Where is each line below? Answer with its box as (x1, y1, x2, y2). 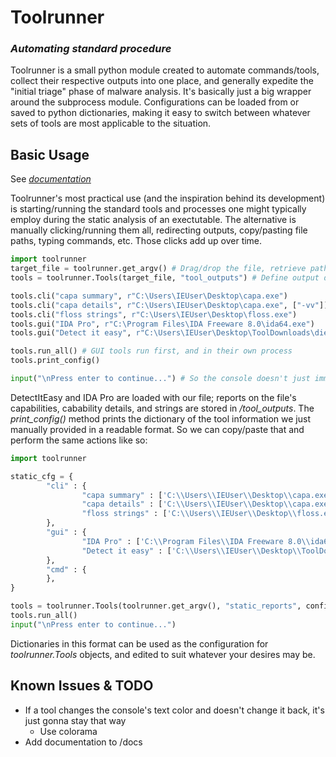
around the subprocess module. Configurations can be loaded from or (10, 96, 300, 108)
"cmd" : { (46, 564, 87, 575)
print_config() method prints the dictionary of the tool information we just (10, 412, 311, 425)
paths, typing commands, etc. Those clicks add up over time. (10, 235, 263, 247)
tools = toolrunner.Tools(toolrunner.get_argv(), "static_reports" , (10, 601, 302, 611)
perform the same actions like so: (10, 434, 148, 446)
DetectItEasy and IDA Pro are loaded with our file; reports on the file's (10, 391, 297, 403)
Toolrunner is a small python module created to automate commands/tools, (10, 64, 320, 76)
